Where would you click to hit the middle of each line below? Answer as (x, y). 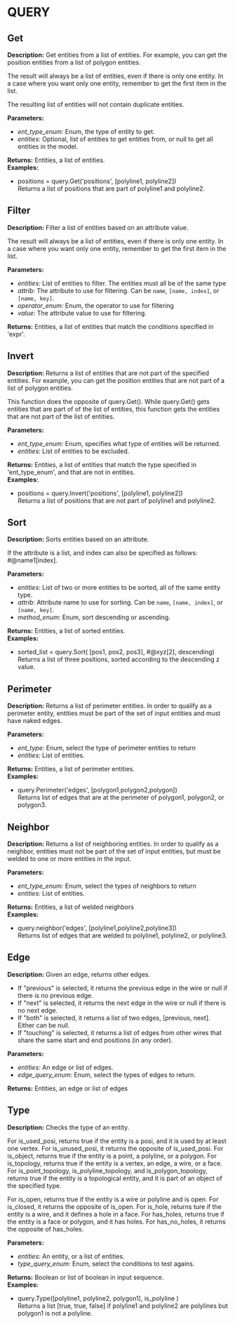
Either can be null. (43, 1025)
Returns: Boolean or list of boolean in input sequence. (86, 1277)
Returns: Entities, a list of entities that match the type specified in (102, 464)
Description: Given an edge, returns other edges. (79, 974)
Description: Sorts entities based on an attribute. (78, 539)
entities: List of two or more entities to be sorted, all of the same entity (119, 588)
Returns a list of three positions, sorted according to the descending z (118, 659)
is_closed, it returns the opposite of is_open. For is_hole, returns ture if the (115, 1206)
